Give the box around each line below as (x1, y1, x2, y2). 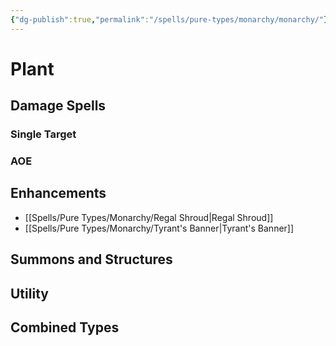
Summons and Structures (10, 251, 173, 268)
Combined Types (10, 319, 120, 336)
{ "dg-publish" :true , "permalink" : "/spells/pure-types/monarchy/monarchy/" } (10, 14, 329, 25)
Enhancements (10, 185, 107, 202)
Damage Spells (10, 97, 107, 115)
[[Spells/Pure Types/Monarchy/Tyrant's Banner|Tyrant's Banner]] (24, 222, 295, 234)
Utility (10, 285, 49, 302)
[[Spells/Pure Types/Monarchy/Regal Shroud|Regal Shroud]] (24, 211, 274, 223)
